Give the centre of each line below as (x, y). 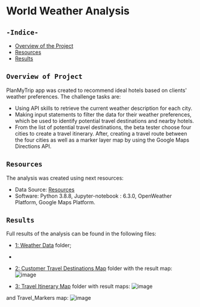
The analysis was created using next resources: (65, 178)
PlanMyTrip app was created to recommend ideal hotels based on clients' (96, 90)
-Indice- (22, 32)
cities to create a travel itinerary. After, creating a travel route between (101, 133)
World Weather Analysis (68, 11)
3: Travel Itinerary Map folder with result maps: (72, 286)
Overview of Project (44, 77)
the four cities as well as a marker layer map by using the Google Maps (102, 140)
